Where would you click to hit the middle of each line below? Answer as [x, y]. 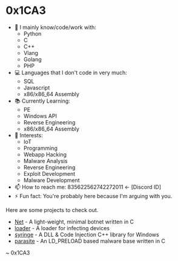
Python [32, 33]
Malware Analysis [45, 161]
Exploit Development [49, 173]
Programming [41, 148]
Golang [32, 59]
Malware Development [51, 180]
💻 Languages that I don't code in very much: [71, 72]
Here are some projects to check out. [52, 210]
